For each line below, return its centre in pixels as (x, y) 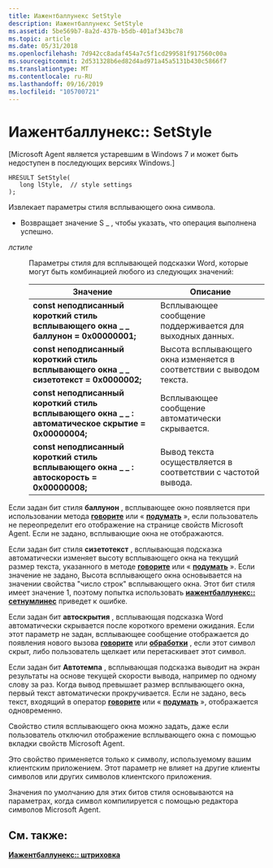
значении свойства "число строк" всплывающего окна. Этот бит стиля (132, 584)
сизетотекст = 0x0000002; (87, 380)
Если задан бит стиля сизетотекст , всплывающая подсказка (115, 549)
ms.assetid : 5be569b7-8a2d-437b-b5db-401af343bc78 (96, 31)
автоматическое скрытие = (89, 424)
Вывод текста (187, 452)
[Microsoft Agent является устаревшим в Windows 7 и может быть (123, 155)
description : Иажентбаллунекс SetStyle (76, 24)
